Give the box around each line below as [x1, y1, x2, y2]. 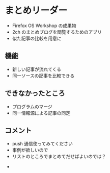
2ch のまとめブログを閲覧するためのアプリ [12, 29, 102, 35]
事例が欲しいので [12, 147, 48, 153]
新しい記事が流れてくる [12, 66, 62, 72]
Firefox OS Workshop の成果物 [12, 22, 76, 29]
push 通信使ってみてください [12, 141, 73, 147]
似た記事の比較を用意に [12, 35, 62, 41]
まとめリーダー [5, 5, 68, 16]
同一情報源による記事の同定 [12, 110, 71, 116]
